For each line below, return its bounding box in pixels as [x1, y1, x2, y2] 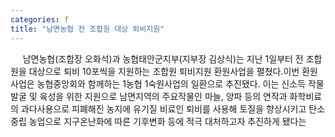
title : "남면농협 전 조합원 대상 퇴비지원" [10, 24, 165, 34]
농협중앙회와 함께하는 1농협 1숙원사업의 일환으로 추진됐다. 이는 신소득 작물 [36, 77, 325, 90]
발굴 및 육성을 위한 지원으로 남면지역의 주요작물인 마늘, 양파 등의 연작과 [10, 90, 288, 102]
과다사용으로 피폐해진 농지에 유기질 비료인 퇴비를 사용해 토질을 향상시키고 [20, 102, 307, 115]
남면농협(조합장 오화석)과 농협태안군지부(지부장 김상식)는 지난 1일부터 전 [22, 52, 304, 65]
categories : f [10, 14, 70, 25]
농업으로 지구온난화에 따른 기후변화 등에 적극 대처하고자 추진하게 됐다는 [28, 115, 307, 127]
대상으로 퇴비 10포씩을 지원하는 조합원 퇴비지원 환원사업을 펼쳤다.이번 [28, 65, 300, 77]
